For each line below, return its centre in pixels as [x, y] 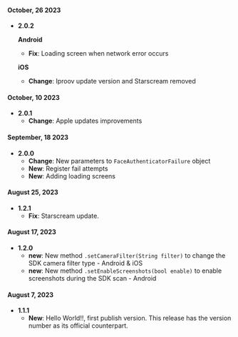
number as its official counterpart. [78, 326]
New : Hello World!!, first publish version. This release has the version [130, 318]
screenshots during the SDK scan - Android [92, 278]
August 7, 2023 [31, 295]
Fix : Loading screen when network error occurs [98, 54]
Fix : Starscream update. [64, 216]
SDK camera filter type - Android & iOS [86, 263]
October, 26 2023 [34, 10]
